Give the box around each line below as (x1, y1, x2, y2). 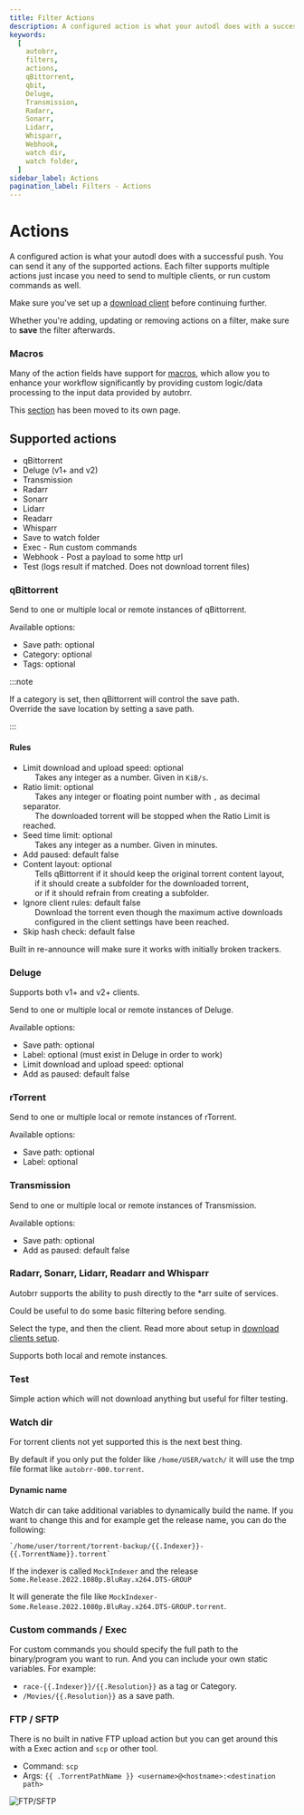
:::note (9, 677, 33, 688)
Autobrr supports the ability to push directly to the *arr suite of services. (9, 1287, 279, 1298)
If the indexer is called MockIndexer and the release (9, 1566, 199, 1576)
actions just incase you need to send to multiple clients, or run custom (9, 270, 271, 281)
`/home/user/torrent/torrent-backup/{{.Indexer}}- (9, 1541, 204, 1551)
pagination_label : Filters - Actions (9, 182, 152, 191)
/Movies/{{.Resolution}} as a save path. (22, 1690, 175, 1701)
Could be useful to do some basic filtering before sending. (9, 1305, 227, 1316)
